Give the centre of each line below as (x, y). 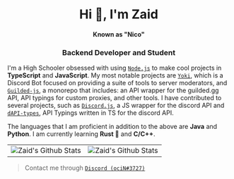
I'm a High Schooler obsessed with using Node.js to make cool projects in (115, 68)
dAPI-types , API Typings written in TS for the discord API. (91, 113)
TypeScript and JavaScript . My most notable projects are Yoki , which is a (116, 75)
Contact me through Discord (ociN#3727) (85, 168)
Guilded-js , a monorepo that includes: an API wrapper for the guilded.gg (113, 90)
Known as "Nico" (119, 34)
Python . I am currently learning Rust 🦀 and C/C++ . (81, 134)
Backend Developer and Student (119, 52)
